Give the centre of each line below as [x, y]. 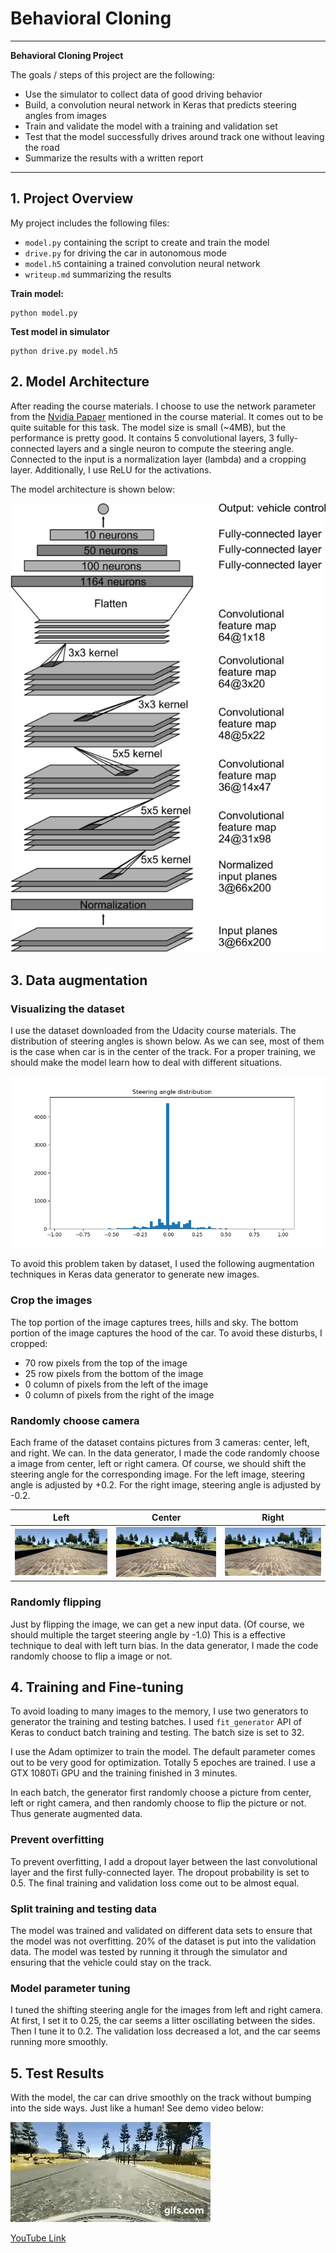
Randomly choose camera [75, 1420]
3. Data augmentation [79, 980]
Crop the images [51, 1300]
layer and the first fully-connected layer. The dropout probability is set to [160, 1872]
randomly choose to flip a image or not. [91, 1656]
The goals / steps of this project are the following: [112, 74]
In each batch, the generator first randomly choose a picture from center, [161, 1793]
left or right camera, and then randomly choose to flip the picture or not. [158, 1803]
